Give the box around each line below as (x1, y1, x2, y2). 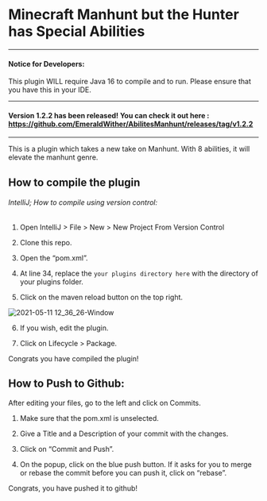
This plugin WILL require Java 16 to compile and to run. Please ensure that (8, 77, 252, 87)
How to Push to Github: (8, 377, 125, 391)
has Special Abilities (8, 22, 145, 40)
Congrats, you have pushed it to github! (8, 483, 137, 493)
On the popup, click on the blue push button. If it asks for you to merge (19, 459, 252, 469)
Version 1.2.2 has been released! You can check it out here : (8, 110, 210, 120)
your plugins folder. (19, 276, 83, 287)
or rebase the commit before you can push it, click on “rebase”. (19, 468, 227, 477)
